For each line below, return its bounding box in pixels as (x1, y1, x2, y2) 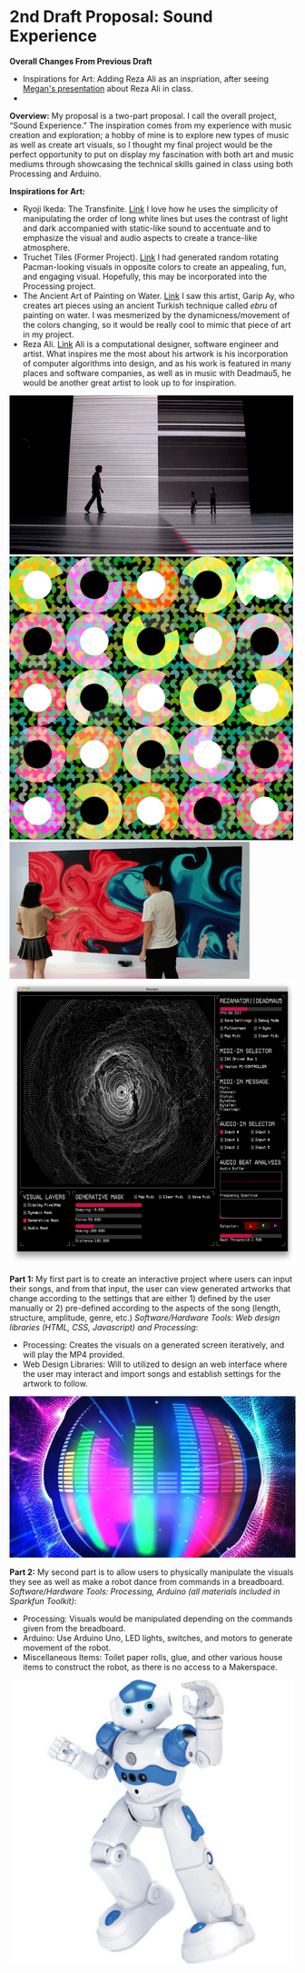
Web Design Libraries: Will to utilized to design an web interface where (22, 1359, 288, 1370)
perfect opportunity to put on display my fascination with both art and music (9, 148, 295, 160)
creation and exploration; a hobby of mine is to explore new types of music (9, 129, 290, 140)
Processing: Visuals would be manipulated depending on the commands (22, 1613, 293, 1624)
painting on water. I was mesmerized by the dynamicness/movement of (22, 309, 290, 320)
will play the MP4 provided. (22, 1349, 125, 1360)
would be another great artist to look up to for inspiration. (22, 377, 237, 388)
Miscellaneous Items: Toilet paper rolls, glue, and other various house (22, 1651, 283, 1662)
